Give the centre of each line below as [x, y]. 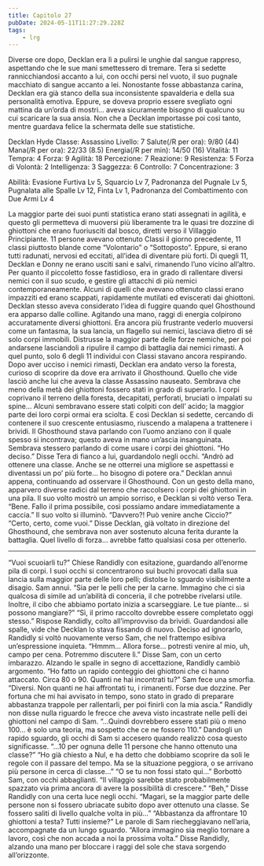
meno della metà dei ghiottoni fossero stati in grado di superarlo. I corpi [124, 389]
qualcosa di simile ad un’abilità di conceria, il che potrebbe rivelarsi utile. [125, 596]
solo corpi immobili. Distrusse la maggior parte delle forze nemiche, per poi [130, 340]
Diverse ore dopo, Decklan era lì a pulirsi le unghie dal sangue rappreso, [125, 60]
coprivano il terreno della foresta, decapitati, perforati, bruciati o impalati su [130, 398]
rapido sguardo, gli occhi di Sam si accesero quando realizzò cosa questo [128, 738]
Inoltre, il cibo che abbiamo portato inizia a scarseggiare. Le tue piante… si [128, 604]
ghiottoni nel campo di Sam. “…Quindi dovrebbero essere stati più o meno [127, 721]
